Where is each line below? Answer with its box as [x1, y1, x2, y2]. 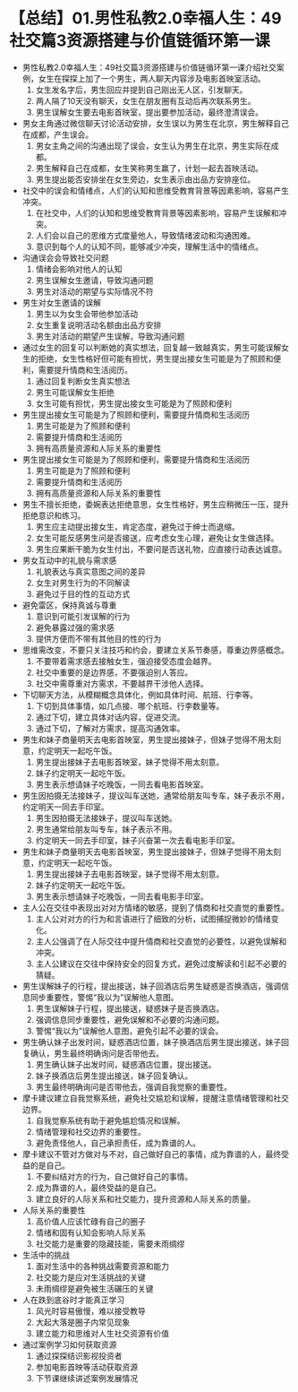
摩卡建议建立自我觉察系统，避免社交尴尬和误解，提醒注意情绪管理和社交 [21, 1093, 289, 1103]
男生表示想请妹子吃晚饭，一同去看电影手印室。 [35, 891, 209, 902]
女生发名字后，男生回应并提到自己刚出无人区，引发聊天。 [35, 84, 248, 95]
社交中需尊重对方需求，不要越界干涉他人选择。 [35, 678, 209, 688]
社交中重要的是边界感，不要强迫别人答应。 [35, 667, 193, 678]
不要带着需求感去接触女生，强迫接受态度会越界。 [35, 655, 217, 666]
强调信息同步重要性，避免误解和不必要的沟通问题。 [35, 1014, 225, 1025]
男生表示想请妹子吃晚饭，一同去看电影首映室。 [35, 779, 209, 790]
